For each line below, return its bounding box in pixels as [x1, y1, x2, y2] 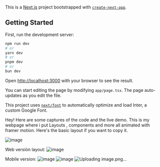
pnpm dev [5, 59, 23, 65]
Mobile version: [5, 156, 37, 162]
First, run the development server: [5, 32, 74, 38]
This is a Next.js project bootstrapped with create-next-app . [5, 4, 127, 10]
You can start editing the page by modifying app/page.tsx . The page [5, 87, 144, 93]
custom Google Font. [5, 107, 48, 113]
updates [5, 92, 22, 98]
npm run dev [5, 41, 30, 46]
